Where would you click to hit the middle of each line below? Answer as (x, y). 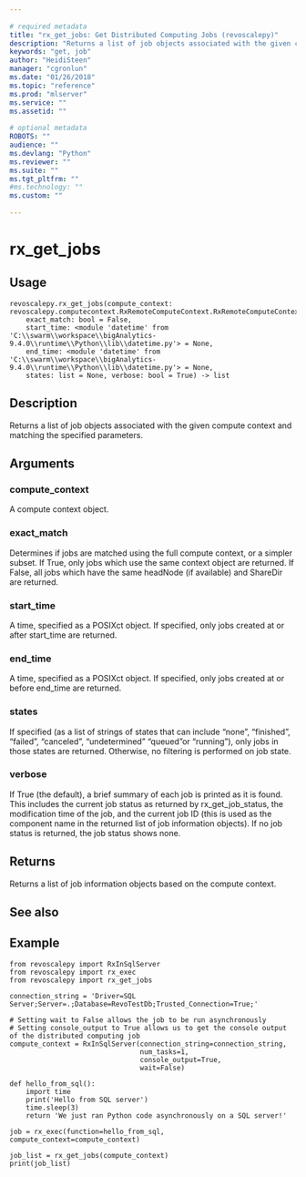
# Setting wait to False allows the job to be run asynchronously (138, 1020)
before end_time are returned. (66, 688)
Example (35, 943)
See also (34, 912)
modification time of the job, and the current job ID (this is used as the (141, 814)
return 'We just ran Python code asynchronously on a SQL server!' (156, 1116)
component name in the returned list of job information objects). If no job (146, 823)
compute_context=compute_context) (75, 1140)
